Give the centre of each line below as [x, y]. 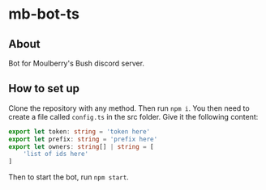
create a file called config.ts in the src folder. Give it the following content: [133, 116]
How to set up [44, 89]
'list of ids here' [56, 154]
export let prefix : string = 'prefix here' [83, 139]
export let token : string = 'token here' [79, 131]
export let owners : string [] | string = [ [81, 146]
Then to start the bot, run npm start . [69, 177]
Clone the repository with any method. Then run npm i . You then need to [129, 108]
